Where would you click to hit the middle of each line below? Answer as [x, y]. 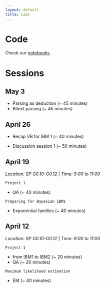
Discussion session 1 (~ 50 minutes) [49, 146]
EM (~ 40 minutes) [32, 281]
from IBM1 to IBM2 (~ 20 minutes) [47, 257]
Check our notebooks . [28, 53]
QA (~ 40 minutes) [31, 192]
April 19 [17, 162]
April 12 [17, 226]
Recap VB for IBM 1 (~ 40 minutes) [48, 137]
